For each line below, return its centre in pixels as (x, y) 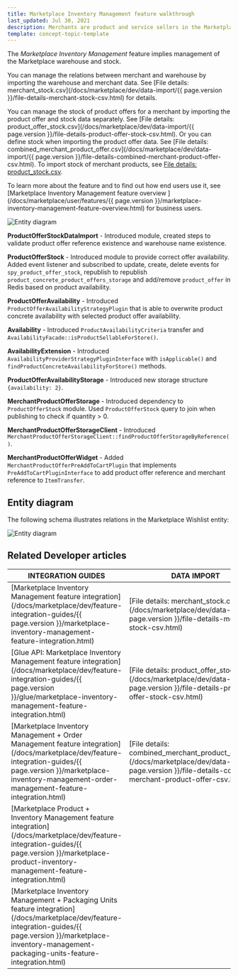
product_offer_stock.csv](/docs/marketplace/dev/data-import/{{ (101, 127)
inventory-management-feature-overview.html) (76, 208)
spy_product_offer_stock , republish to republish (77, 272)
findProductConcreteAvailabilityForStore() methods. (87, 366)
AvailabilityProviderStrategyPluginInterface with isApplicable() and (112, 358)
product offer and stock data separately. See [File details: (91, 119)
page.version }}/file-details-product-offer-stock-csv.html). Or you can (109, 134)
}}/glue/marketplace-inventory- (64, 696)
